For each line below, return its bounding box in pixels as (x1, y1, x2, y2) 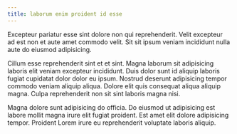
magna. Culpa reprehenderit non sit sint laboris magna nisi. (7, 89, 181, 98)
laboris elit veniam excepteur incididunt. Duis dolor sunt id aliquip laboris (7, 66, 221, 75)
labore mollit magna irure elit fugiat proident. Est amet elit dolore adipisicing (7, 110, 229, 119)
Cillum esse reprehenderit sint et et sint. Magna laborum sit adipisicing (7, 58, 214, 68)
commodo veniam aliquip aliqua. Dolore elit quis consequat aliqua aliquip (7, 81, 221, 90)
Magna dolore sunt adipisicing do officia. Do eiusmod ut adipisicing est (7, 103, 216, 111)
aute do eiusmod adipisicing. (7, 45, 92, 53)
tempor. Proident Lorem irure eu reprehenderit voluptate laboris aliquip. (7, 118, 216, 127)
